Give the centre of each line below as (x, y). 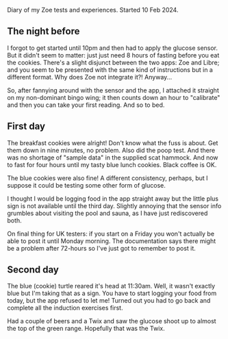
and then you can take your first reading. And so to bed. (86, 105)
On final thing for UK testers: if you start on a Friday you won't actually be (111, 234)
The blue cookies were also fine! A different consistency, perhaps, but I (107, 178)
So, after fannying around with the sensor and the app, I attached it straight (113, 90)
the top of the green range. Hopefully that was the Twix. (86, 329)
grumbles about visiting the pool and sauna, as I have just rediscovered (107, 213)
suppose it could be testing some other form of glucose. (86, 185)
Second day (33, 270)
